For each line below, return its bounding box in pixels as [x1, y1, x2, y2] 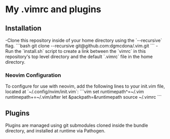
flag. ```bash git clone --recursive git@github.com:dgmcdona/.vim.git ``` [5, 43, 155, 49]
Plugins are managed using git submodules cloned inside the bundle [5, 122, 148, 128]
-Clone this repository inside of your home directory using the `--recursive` [5, 37, 162, 43]
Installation [5, 24, 42, 33]
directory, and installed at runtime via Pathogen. [5, 128, 106, 134]
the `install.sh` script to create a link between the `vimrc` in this [14, 48, 146, 54]
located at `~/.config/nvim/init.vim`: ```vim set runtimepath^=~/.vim [5, 89, 144, 95]
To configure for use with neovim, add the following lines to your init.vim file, [5, 83, 165, 90]
